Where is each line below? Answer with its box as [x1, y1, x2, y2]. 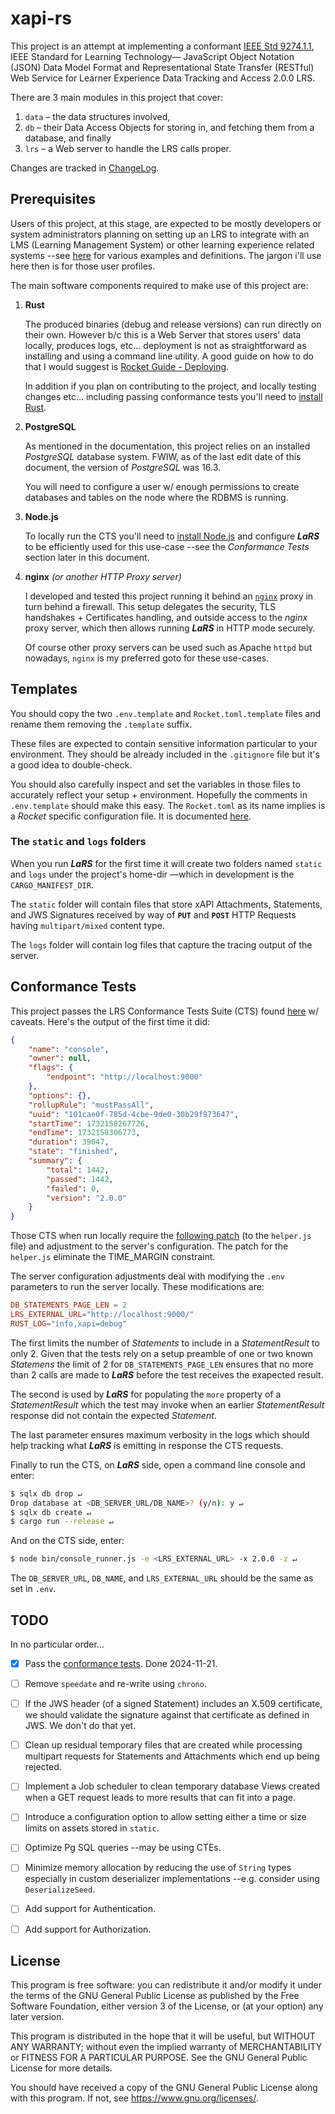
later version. [10, 2011, 65, 2023]
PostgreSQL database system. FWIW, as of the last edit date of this [24, 450, 302, 462]
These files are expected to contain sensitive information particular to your [10, 737, 318, 749]
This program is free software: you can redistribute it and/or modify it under [10, 1979, 322, 1991]
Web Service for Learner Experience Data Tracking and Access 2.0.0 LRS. [10, 72, 316, 84]
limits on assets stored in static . [24, 1822, 160, 1834]
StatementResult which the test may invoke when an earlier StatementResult [10, 1398, 325, 1411]
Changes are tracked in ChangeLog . [10, 162, 160, 174]
